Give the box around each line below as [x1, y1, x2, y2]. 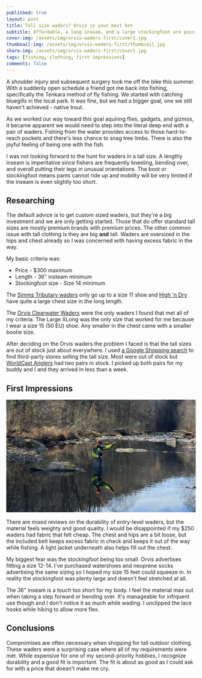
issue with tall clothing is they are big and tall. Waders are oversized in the [6, 231, 190, 238]
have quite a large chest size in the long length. [6, 298, 123, 305]
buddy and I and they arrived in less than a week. [6, 366, 128, 373]
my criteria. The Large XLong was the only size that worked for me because [6, 316, 194, 323]
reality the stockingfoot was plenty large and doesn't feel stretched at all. [6, 575, 188, 582]
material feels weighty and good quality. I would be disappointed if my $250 [6, 525, 194, 532]
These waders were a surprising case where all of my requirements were [6, 645, 188, 653]
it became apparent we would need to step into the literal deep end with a [6, 121, 189, 129]
